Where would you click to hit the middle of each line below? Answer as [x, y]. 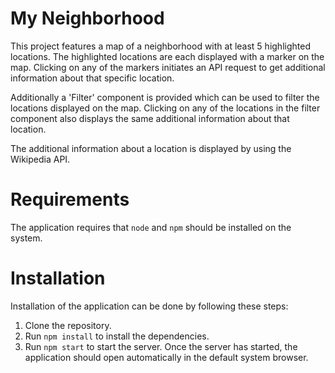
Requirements [70, 199]
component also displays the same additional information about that [150, 118]
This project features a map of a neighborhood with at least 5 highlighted [160, 46]
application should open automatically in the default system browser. [166, 357]
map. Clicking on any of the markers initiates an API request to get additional [168, 67]
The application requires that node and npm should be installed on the [151, 227]
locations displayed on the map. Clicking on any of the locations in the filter [165, 108]
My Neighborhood [87, 18]
